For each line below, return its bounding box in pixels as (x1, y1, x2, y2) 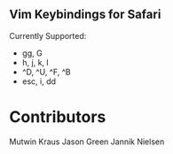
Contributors (9, 107, 106, 127)
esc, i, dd (21, 75, 56, 87)
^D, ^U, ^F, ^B (21, 66, 71, 77)
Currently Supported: (9, 30, 87, 41)
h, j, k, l (21, 57, 49, 67)
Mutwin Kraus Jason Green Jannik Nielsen (9, 136, 165, 147)
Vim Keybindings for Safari (9, 7, 161, 22)
